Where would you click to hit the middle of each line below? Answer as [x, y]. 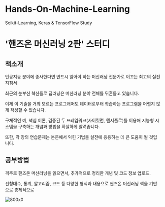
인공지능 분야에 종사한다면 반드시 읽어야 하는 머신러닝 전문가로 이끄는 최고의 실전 [83, 76]
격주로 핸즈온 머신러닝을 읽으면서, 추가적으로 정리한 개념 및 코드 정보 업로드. [78, 173]
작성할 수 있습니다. [28, 110]
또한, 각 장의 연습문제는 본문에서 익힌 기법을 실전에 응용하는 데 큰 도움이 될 [77, 137]
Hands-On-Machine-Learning [67, 9]
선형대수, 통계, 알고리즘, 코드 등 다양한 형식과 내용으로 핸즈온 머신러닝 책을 [77, 183]
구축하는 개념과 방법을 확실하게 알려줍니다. [59, 126]
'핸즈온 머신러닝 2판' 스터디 [57, 44]
